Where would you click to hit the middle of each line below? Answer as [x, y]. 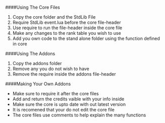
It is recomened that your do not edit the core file [64, 110]
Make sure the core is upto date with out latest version [69, 104]
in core [20, 44]
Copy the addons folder [37, 63]
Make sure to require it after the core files [56, 94]
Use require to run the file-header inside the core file [67, 28]
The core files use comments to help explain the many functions [79, 115]
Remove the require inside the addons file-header [64, 74]
